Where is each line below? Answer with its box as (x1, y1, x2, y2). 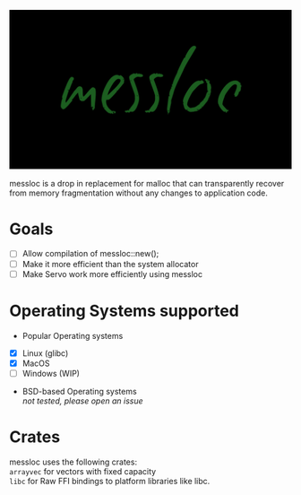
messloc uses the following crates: (9, 456, 137, 467)
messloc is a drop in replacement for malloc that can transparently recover (9, 178, 285, 188)
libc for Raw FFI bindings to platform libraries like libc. (9, 475, 211, 486)
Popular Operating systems (21, 330, 124, 341)
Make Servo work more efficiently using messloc (21, 268, 203, 279)
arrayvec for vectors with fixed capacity (9, 465, 157, 476)
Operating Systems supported (9, 300, 240, 321)
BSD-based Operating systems (21, 386, 137, 396)
